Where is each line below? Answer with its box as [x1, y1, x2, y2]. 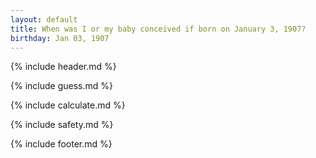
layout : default [10, 14, 78, 25]
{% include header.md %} [10, 61, 117, 73]
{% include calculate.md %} [10, 99, 126, 111]
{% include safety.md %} [10, 119, 114, 131]
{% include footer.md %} [10, 138, 113, 150]
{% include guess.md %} [10, 80, 113, 92]
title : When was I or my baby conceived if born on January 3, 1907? [10, 24, 307, 34]
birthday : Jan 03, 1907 [10, 33, 110, 43]
